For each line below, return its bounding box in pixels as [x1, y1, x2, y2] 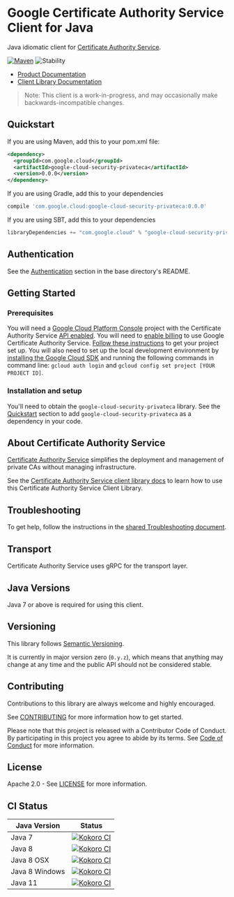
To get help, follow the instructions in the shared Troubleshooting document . [7, 523, 227, 531]
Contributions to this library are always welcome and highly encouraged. [7, 699, 216, 708]
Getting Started [7, 287, 76, 299]
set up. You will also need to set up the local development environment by [7, 346, 219, 354]
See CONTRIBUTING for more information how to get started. [7, 712, 183, 721]
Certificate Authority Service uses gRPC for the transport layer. [7, 561, 188, 571]
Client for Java [7, 20, 94, 36]
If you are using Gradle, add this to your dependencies [7, 189, 164, 198]
